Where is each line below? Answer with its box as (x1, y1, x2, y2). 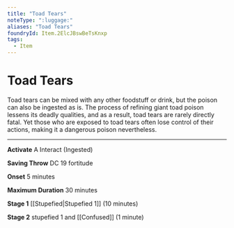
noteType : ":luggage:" (7, 17, 73, 24)
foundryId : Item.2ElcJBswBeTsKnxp (7, 29, 108, 37)
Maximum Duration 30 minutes (7, 185, 97, 194)
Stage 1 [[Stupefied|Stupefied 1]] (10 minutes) (7, 199, 139, 208)
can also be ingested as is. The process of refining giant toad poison (7, 102, 204, 112)
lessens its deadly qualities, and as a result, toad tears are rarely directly (7, 110, 214, 119)
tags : (7, 36, 23, 43)
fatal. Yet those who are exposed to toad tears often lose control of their (7, 118, 214, 126)
